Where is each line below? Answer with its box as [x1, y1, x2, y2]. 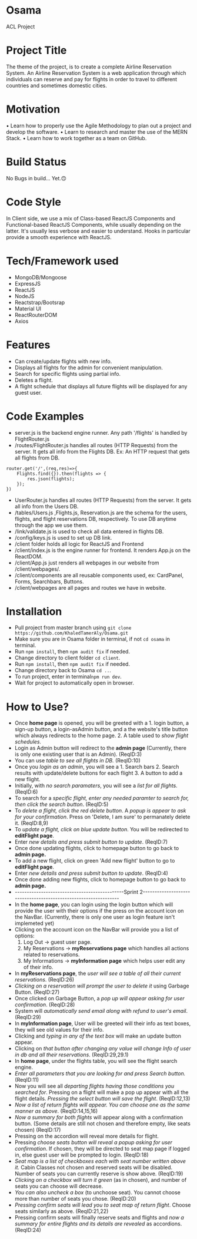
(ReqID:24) [14, 1227, 41, 1234]
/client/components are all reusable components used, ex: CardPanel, [14, 571, 184, 579]
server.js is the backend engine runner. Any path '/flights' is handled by [14, 429, 188, 436]
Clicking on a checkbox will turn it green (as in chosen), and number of [14, 1177, 187, 1184]
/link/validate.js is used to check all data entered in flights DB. [14, 528, 164, 535]
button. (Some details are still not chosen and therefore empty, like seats [14, 1120, 191, 1127]
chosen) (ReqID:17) [14, 1126, 61, 1134]
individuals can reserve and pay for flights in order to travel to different [6, 75, 178, 82]
